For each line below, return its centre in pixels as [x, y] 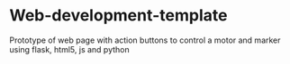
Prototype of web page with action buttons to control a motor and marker [145, 40]
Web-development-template [118, 16]
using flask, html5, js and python [70, 49]
